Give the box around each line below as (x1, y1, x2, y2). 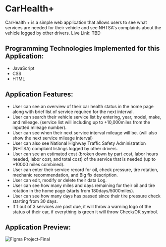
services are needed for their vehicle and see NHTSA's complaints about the (5, 24, 162, 30)
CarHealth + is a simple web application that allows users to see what (5, 19, 147, 25)
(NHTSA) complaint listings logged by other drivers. (12, 145, 118, 151)
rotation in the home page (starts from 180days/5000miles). (12, 187, 135, 193)
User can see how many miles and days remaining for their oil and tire (12, 182, 155, 188)
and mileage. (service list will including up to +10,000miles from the (12, 119, 150, 125)
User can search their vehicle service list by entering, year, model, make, (12, 114, 161, 120)
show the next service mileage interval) (12, 135, 93, 141)
